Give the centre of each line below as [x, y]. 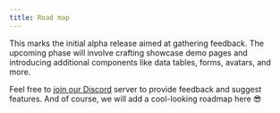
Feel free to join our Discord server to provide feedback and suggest [136, 89]
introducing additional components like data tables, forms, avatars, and [140, 62]
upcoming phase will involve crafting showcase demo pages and [128, 52]
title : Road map [39, 17]
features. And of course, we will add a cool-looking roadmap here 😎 [136, 99]
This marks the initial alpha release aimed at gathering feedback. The [136, 43]
